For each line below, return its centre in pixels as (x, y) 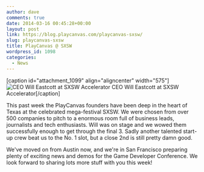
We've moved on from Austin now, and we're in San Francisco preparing (97, 149)
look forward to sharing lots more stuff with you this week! (79, 162)
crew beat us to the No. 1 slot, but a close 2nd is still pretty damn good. (104, 137)
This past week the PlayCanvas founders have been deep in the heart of (97, 105)
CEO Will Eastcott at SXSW (145, 87)
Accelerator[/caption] (33, 93)
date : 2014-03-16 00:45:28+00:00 (49, 23)
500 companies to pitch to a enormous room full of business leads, (90, 118)
